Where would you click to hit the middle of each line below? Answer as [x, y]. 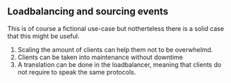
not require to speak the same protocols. [77, 72]
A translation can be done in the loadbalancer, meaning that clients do [119, 64]
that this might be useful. [43, 36]
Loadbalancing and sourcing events [88, 12]
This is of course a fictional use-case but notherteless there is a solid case [116, 28]
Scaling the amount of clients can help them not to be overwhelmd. [115, 49]
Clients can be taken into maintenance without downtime [100, 57]
